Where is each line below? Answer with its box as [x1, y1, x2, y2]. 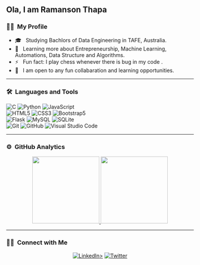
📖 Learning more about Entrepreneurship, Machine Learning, [14, 45, 167, 52]
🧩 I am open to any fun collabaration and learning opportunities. [14, 67, 174, 74]
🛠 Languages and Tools [6, 88, 79, 96]
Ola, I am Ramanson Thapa [6, 5, 107, 15]
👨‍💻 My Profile [6, 23, 48, 31]
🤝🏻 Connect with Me [6, 238, 68, 247]
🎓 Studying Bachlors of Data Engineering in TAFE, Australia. [14, 36, 167, 43]
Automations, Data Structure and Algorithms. [14, 51, 125, 58]
